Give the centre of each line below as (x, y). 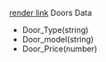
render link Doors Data (51, 13)
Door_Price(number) (60, 49)
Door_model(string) (58, 39)
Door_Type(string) (55, 30)
